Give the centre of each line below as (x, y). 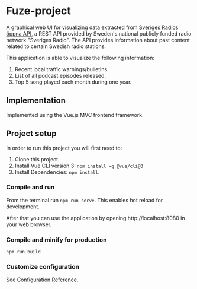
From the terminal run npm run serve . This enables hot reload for (85, 200)
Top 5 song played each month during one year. (73, 82)
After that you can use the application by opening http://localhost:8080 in (96, 218)
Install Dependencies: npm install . (57, 172)
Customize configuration (43, 267)
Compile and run (30, 187)
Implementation (36, 101)
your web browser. (29, 224)
